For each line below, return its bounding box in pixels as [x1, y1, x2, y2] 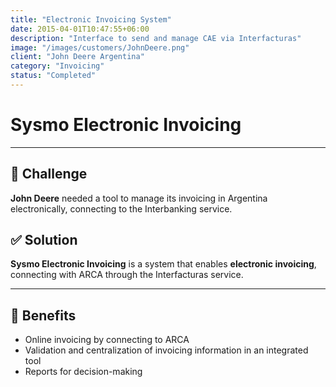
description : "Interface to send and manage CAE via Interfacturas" [10, 33, 302, 43]
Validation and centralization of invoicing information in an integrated [24, 344, 309, 356]
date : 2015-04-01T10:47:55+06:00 [10, 24, 150, 34]
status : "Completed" [10, 71, 97, 81]
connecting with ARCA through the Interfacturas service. [10, 269, 244, 281]
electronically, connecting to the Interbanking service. [10, 202, 233, 215]
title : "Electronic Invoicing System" [10, 14, 172, 25]
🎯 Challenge [10, 166, 88, 183]
